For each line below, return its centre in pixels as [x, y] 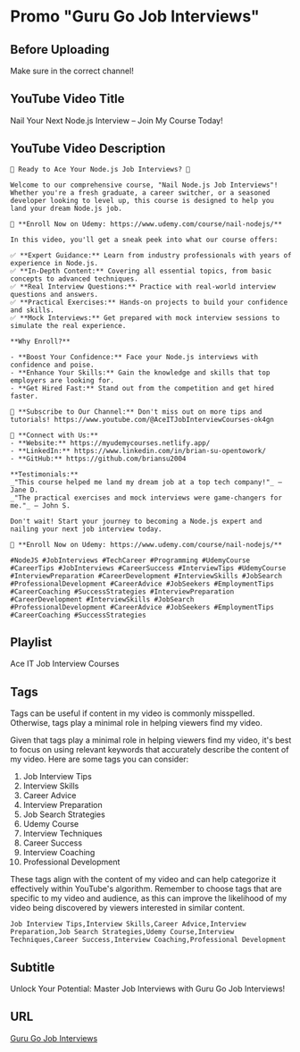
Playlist [31, 642]
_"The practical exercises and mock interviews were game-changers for [146, 498]
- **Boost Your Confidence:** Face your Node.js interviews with [134, 357]
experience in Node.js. [54, 263]
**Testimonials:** [44, 474]
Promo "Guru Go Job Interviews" [135, 17]
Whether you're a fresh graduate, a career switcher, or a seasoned [140, 193]
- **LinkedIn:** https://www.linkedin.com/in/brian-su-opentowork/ [138, 450]
